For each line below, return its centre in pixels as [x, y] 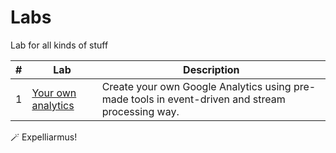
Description [211, 69]
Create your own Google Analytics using [196, 86]
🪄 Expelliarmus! [44, 137]
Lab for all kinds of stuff [59, 45]
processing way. [140, 111]
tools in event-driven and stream [208, 99]
